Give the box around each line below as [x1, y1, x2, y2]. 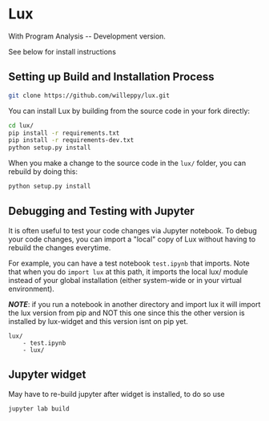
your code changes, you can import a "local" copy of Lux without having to [8, 234, 256, 244]
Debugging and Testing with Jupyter [8, 204, 195, 218]
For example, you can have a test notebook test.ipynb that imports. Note [8, 258, 250, 268]
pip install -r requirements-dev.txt [8, 136, 134, 144]
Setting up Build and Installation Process [8, 70, 215, 84]
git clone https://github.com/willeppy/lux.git [8, 91, 171, 99]
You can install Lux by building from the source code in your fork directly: [8, 106, 251, 115]
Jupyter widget [8, 368, 86, 382]
